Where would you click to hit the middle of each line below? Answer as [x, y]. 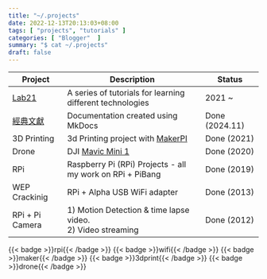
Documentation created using [122, 116]
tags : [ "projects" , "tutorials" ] [67, 30]
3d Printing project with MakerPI [128, 138]
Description [132, 79]
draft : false [30, 52]
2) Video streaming [103, 230]
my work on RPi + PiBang [114, 174]
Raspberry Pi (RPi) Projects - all [127, 164]
